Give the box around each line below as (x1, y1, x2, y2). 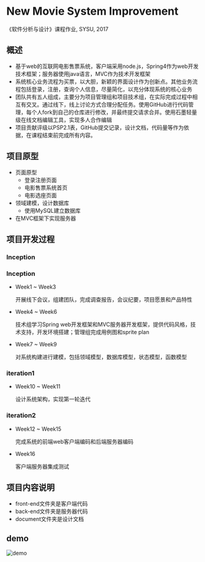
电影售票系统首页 (24, 184, 68, 191)
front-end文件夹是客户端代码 (15, 499, 88, 507)
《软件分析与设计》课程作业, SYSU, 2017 (6, 25, 109, 32)
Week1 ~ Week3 (15, 283, 56, 290)
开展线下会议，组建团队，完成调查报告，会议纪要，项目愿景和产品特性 (15, 296, 193, 303)
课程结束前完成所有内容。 (31, 131, 96, 139)
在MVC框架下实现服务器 (15, 215, 76, 222)
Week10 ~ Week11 (15, 383, 61, 390)
